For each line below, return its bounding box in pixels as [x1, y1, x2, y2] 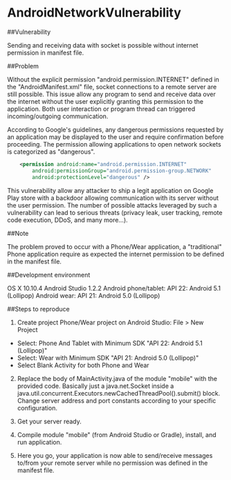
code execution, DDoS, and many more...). [7, 216, 128, 224]
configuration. [17, 403, 57, 412]
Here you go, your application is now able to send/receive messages [17, 451, 213, 459]
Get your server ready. [17, 417, 82, 425]
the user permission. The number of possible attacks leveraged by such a [7, 201, 217, 209]
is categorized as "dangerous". [7, 147, 95, 156]
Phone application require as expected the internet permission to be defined [7, 250, 225, 258]
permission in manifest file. [7, 48, 84, 57]
